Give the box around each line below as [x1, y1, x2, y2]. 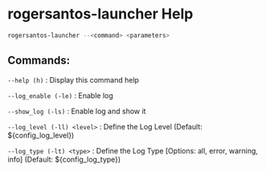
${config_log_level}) [7, 130, 75, 140]
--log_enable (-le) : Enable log [7, 90, 113, 100]
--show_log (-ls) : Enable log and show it [7, 106, 146, 116]
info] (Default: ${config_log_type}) [7, 154, 121, 164]
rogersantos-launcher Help [7, 5, 194, 23]
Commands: [7, 54, 71, 68]
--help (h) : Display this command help [7, 75, 140, 84]
